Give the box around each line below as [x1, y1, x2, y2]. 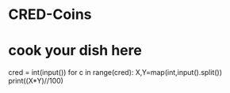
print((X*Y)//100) [8, 76, 63, 86]
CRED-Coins [8, 6, 93, 24]
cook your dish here [8, 42, 143, 60]
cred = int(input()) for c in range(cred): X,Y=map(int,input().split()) [8, 68, 223, 77]
